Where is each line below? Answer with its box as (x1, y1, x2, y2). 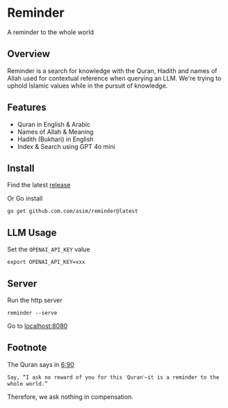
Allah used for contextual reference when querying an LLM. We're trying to (7, 74, 222, 82)
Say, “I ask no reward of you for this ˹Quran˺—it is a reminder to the (7, 374, 220, 381)
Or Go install (7, 194, 43, 203)
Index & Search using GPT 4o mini (17, 142, 116, 150)
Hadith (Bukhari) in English (17, 134, 94, 143)
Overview (7, 48, 51, 60)
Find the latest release (7, 181, 71, 189)
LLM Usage (7, 226, 57, 238)
